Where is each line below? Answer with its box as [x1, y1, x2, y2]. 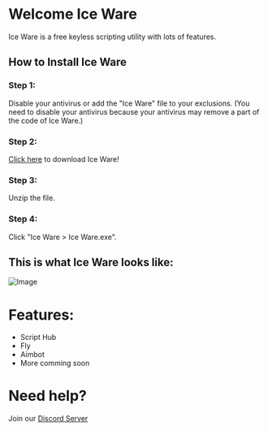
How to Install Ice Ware [8, 55, 128, 69]
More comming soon [19, 359, 90, 368]
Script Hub [19, 333, 57, 342]
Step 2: [8, 136, 38, 147]
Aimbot [19, 350, 45, 359]
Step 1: [8, 80, 36, 91]
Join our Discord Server [8, 414, 89, 424]
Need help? [8, 387, 87, 405]
